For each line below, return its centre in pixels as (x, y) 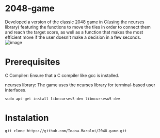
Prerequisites (33, 62)
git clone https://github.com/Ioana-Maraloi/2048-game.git (66, 131)
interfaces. (16, 90)
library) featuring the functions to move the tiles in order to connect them (78, 27)
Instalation (27, 118)
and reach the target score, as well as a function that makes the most (74, 32)
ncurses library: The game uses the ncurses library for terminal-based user (80, 85)
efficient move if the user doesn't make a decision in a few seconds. (73, 37)
